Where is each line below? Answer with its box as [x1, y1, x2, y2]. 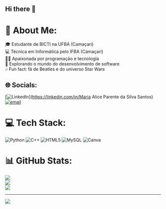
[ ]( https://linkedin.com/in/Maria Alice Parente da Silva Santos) [5, 94, 153, 100]
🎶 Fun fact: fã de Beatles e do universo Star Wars [5, 66, 105, 72]
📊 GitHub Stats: [5, 155, 73, 167]
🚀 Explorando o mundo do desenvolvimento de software [5, 61, 120, 67]
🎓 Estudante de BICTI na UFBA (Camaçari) [5, 41, 94, 47]
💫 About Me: [5, 25, 57, 36]
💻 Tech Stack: [5, 117, 66, 129]
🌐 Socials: [5, 81, 38, 89]
